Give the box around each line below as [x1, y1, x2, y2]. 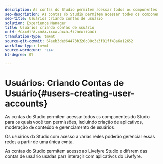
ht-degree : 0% [5, 52, 34, 57]
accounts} [5, 98, 48, 109]
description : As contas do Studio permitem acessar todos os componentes [5, 7, 158, 12]
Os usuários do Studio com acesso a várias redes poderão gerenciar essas [5, 134, 155, 140]
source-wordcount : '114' [5, 48, 55, 52]
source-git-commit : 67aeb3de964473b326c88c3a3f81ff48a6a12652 [5, 39, 133, 44]
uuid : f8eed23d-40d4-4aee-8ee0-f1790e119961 [5, 30, 97, 34]
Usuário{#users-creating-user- [5, 88, 135, 98]
